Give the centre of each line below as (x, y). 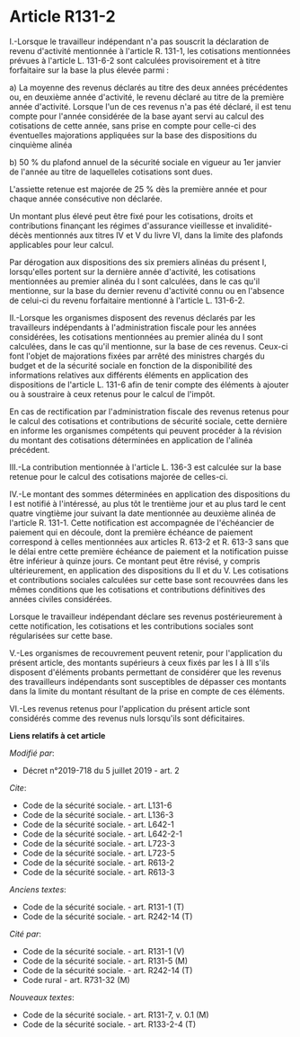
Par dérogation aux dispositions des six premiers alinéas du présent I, (138, 261)
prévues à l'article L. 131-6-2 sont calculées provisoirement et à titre (135, 60)
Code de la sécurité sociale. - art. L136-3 (98, 814)
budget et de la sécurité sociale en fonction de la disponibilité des (131, 365)
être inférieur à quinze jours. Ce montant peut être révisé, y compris (135, 561)
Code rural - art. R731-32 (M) (76, 979)
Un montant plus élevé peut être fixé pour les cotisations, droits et (131, 216)
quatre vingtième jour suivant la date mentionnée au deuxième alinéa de (143, 513)
